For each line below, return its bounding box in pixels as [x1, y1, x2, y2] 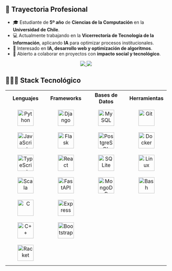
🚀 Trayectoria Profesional [5, 5, 88, 14]
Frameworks [50, 95, 82, 102]
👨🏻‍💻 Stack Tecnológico [5, 76, 81, 85]
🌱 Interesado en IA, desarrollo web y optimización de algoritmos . [12, 45, 153, 51]
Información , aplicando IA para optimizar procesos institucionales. [12, 40, 155, 46]
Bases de [94, 91, 118, 98]
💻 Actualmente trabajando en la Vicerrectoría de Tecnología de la [12, 32, 155, 39]
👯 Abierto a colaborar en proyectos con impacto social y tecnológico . [12, 50, 161, 57]
